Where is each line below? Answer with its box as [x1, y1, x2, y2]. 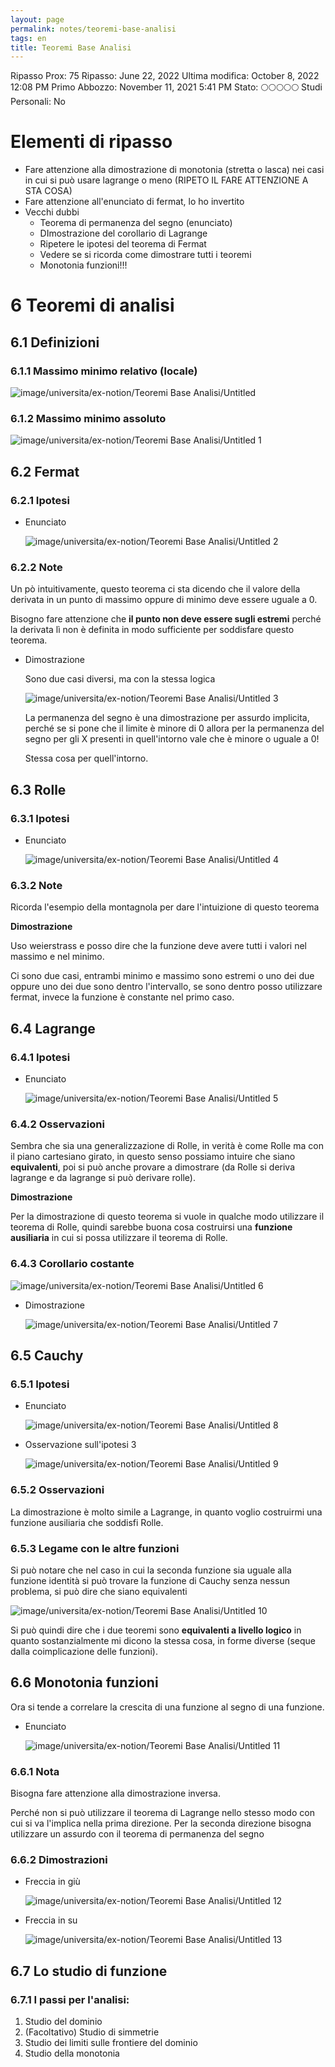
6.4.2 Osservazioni [10, 1117, 105, 1131]
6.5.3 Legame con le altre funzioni [10, 1541, 180, 1555]
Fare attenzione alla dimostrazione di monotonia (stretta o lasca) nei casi [24, 164, 325, 176]
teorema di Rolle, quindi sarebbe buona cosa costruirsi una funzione [10, 1221, 293, 1233]
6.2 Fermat [10, 463, 80, 480]
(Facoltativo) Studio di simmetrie [24, 2026, 160, 2038]
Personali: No [10, 96, 66, 108]
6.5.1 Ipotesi [10, 1377, 70, 1391]
